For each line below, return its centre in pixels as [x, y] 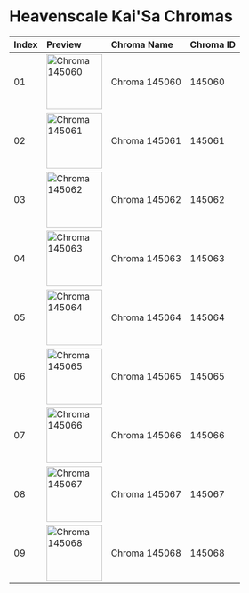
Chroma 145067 [146, 493]
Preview [64, 44]
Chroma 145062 [146, 199]
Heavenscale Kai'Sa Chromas [121, 16]
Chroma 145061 [146, 140]
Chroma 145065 [146, 376]
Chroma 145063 [146, 258]
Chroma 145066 [146, 435]
